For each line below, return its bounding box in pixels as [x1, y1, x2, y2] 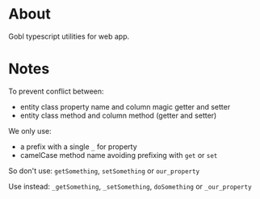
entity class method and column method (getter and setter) [19, 110, 217, 120]
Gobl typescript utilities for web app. [8, 31, 130, 41]
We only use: [8, 126, 52, 135]
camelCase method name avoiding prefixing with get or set [19, 150, 218, 160]
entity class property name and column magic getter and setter [19, 102, 231, 111]
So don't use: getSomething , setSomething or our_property [8, 166, 200, 176]
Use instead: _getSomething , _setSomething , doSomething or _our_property [8, 181, 252, 191]
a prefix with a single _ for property [19, 142, 137, 151]
